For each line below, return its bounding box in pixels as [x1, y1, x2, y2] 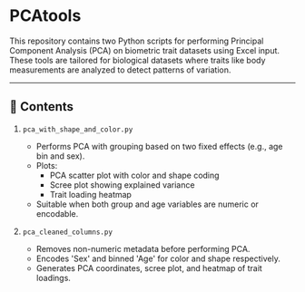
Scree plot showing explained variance [49, 179, 195, 190]
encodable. [35, 208, 79, 219]
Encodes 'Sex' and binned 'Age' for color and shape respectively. [35, 253, 281, 264]
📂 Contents [9, 99, 74, 114]
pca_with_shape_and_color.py [22, 124, 133, 134]
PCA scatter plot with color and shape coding [49, 170, 220, 180]
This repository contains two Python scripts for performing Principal [9, 35, 264, 46]
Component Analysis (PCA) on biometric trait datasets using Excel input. [9, 44, 280, 55]
